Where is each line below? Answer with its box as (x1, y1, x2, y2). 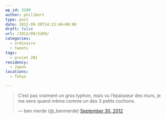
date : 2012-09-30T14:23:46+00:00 (5, 21, 77, 27)
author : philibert (5, 12, 45, 17)
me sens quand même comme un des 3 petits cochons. (17, 98, 135, 104)
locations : (5, 69, 29, 75)
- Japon (10, 64, 27, 69)
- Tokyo (10, 74, 27, 79)
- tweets (10, 45, 29, 51)
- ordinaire (10, 41, 36, 46)
